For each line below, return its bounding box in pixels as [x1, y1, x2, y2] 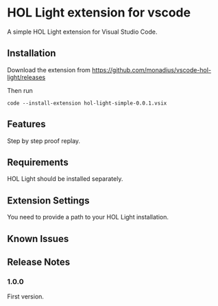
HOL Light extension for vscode [7, 5, 191, 21]
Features [7, 118, 46, 130]
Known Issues [7, 232, 69, 245]
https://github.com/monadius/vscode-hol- [92, 65, 211, 74]
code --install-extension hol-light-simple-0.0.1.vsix [7, 100, 167, 107]
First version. [7, 292, 45, 300]
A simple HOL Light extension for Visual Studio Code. [7, 28, 158, 36]
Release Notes [7, 256, 71, 267]
